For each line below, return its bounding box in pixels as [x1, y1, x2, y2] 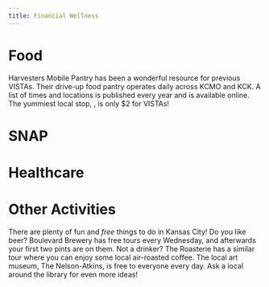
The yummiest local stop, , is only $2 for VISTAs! [8, 98, 170, 109]
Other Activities [8, 200, 117, 219]
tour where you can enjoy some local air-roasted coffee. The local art [8, 252, 238, 262]
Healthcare [8, 163, 85, 182]
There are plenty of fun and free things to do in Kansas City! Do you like [8, 227, 246, 236]
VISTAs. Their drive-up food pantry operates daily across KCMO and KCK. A [8, 81, 261, 91]
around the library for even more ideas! [8, 269, 139, 279]
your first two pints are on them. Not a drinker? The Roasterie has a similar [8, 244, 255, 253]
